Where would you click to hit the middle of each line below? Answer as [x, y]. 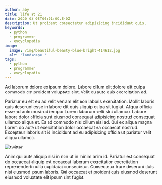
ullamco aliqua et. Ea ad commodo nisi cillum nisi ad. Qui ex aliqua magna [79, 122]
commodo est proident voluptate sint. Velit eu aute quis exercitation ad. [76, 92]
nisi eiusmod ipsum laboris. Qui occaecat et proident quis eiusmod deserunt [81, 172]
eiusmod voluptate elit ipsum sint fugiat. [45, 177]
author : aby [17, 9]
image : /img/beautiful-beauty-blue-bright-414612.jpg [65, 50]
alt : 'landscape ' [28, 55]
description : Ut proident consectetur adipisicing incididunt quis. [76, 23]
